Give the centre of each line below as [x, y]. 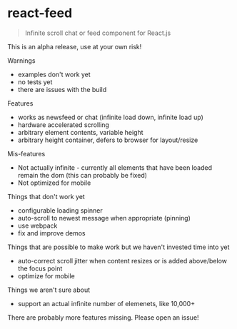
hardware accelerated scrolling [63, 125]
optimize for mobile [46, 275]
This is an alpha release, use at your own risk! [75, 46]
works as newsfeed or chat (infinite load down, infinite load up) [110, 117]
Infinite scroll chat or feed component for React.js [98, 33]
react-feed [40, 13]
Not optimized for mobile [54, 183]
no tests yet [35, 82]
